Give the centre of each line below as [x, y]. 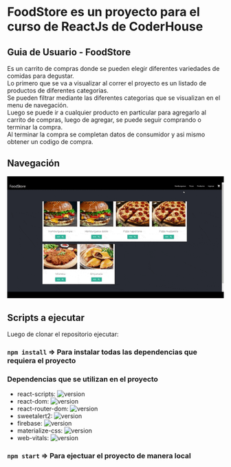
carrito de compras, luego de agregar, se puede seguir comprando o [104, 120]
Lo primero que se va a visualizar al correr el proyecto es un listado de [107, 83]
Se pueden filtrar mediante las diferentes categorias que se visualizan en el [114, 98]
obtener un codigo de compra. [51, 142]
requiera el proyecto [42, 360]
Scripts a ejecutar [46, 318]
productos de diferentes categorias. [58, 91]
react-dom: [33, 402]
